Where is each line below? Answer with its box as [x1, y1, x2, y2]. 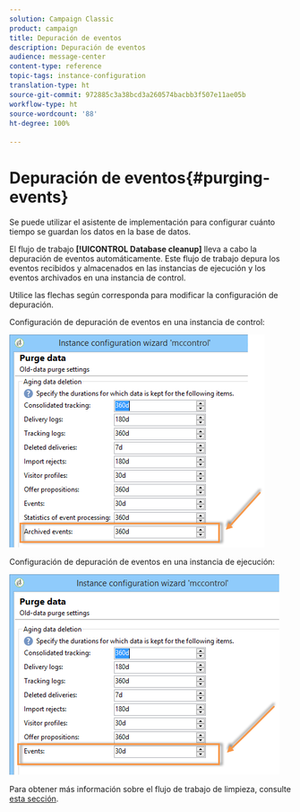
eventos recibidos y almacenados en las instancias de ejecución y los [9, 263, 266, 274]
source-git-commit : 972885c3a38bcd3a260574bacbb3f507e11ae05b [9, 90, 246, 99]
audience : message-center [9, 52, 106, 62]
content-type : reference [9, 62, 102, 71]
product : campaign [9, 23, 78, 33]
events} [9, 187, 69, 207]
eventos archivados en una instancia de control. [9, 272, 186, 283]
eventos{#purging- [124, 168, 270, 189]
